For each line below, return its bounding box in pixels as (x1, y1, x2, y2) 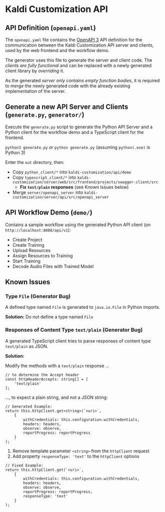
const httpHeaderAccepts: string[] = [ (5, 377, 88, 382)
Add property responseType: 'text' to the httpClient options (12, 453, 139, 459)
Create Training (12, 242, 45, 248)
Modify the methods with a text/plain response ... (5, 363, 109, 369)
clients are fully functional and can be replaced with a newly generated (5, 63, 152, 68)
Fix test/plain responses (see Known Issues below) (19, 184, 129, 190)
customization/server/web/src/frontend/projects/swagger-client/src (12, 180, 158, 185)
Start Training (12, 258, 41, 264)
